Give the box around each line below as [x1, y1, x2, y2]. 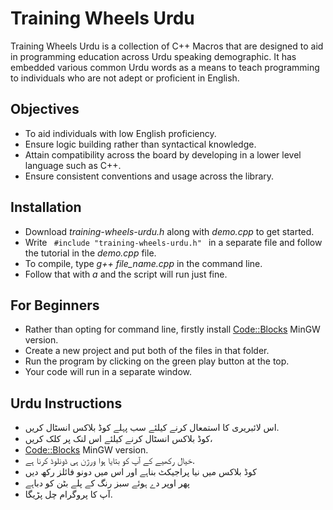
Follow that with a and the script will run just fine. [24, 268, 228, 280]
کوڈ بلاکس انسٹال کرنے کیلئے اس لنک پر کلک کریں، [24, 433, 213, 445]
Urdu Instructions [10, 395, 123, 412]
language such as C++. [24, 159, 122, 171]
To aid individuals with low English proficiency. [24, 127, 217, 139]
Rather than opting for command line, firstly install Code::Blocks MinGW [24, 323, 321, 336]
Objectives [10, 101, 80, 118]
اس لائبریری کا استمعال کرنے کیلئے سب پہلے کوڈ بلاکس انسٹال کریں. [24, 422, 280, 434]
